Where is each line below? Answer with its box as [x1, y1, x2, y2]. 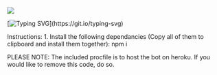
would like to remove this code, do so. [7, 61, 115, 68]
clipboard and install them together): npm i [7, 40, 128, 48]
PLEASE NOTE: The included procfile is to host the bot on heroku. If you [7, 53, 211, 61]
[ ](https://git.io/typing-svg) [7, 20, 124, 27]
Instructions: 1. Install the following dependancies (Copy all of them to [7, 33, 204, 40]
